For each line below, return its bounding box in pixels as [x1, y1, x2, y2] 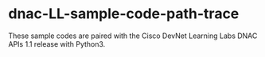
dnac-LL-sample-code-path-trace [8, 5, 240, 23]
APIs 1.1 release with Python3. [8, 39, 106, 48]
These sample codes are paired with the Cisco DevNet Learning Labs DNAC [8, 31, 258, 40]
